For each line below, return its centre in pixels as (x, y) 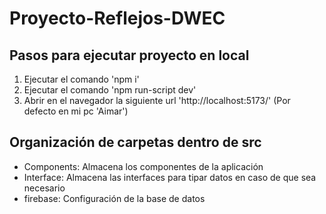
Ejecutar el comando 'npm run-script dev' (110, 90)
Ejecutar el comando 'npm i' (81, 79)
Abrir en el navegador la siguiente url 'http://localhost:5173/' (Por (157, 100)
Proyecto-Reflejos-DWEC (117, 18)
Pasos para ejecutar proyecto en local (129, 55)
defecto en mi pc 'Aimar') (76, 111)
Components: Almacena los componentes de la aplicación (143, 166)
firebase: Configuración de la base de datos (114, 198)
